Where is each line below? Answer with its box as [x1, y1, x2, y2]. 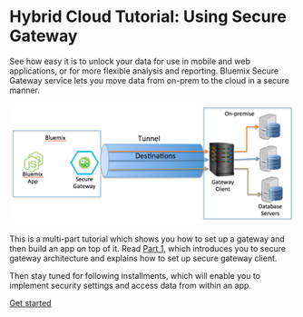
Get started [9, 298, 52, 309]
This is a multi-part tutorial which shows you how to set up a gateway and [9, 233, 286, 244]
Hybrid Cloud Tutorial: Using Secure [9, 6, 288, 27]
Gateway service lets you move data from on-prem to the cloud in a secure [9, 74, 290, 85]
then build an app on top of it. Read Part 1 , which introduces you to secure [9, 243, 287, 254]
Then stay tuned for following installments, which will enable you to [9, 271, 261, 282]
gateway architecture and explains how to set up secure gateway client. [9, 253, 278, 264]
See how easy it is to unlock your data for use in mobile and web [9, 55, 251, 66]
